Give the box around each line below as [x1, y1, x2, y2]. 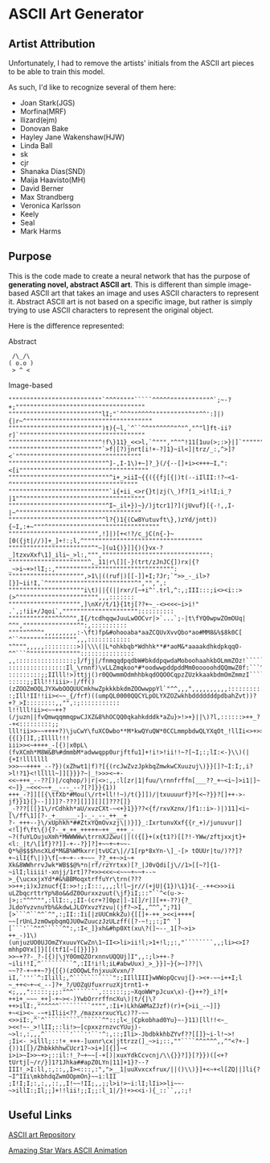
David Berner [19, 184, 64, 193]
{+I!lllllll [8, 755, 48, 764]
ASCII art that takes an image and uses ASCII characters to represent [31, 288, 260, 298]
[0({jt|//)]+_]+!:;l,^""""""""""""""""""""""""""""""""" [8, 536, 203, 544]
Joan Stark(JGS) [19, 98, 76, 107]
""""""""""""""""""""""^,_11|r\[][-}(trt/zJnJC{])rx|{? [8, 557, 199, 566]
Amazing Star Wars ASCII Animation [8, 1145, 128, 1155]
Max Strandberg [19, 192, 74, 201]
